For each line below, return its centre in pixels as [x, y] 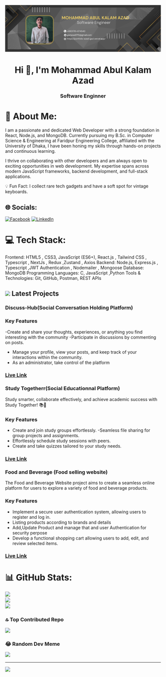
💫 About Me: [31, 116]
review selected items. [35, 543]
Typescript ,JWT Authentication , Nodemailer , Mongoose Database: [75, 268]
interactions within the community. [47, 357]
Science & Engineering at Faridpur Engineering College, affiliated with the [80, 141]
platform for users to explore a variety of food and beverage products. [77, 488]
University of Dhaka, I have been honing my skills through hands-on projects [83, 146]
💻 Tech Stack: [36, 240]
